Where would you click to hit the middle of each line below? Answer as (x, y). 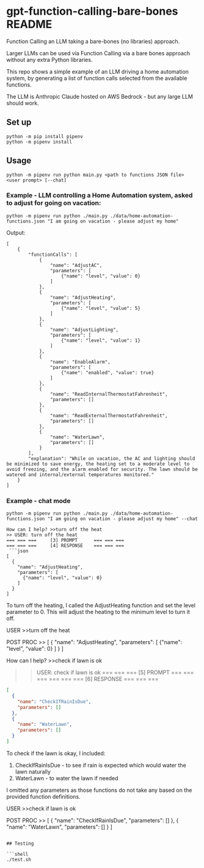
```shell (17, 854)
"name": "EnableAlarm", (80, 362)
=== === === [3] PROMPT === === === (65, 540)
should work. (23, 103)
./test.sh (19, 859)
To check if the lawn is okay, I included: (56, 753)
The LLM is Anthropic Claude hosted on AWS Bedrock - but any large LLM (100, 96)
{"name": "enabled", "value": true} (107, 372)
